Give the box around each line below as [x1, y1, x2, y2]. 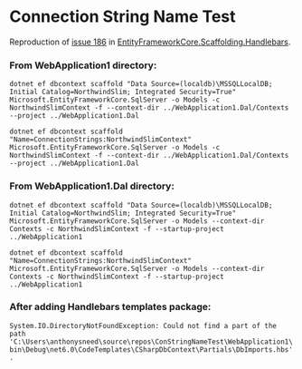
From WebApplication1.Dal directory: [9, 180, 175, 192]
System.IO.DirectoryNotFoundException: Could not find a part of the [9, 321, 278, 330]
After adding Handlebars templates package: [9, 301, 212, 314]
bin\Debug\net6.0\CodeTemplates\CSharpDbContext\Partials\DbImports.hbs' [9, 345, 294, 354]
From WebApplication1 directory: [9, 59, 157, 72]
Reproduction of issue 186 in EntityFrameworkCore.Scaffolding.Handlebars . [9, 36, 291, 47]
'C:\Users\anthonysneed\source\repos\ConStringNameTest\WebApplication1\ [9, 337, 294, 346]
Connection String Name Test [9, 6, 237, 27]
